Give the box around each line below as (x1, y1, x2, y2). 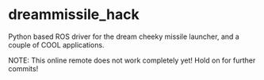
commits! (8, 63, 39, 73)
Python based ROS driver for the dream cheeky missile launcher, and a (8, 32, 239, 41)
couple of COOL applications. (8, 40, 105, 49)
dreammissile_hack (8, 6, 140, 24)
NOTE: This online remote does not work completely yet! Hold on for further (8, 55, 256, 65)
